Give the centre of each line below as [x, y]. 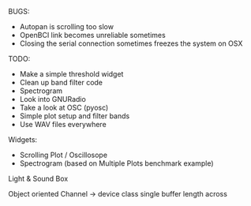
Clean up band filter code [61, 82]
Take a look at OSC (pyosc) [64, 107]
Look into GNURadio [53, 99]
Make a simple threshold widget [71, 74]
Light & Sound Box [38, 178]
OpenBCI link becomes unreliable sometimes [92, 35]
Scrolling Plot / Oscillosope [64, 155]
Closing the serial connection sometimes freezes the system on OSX [131, 43]
